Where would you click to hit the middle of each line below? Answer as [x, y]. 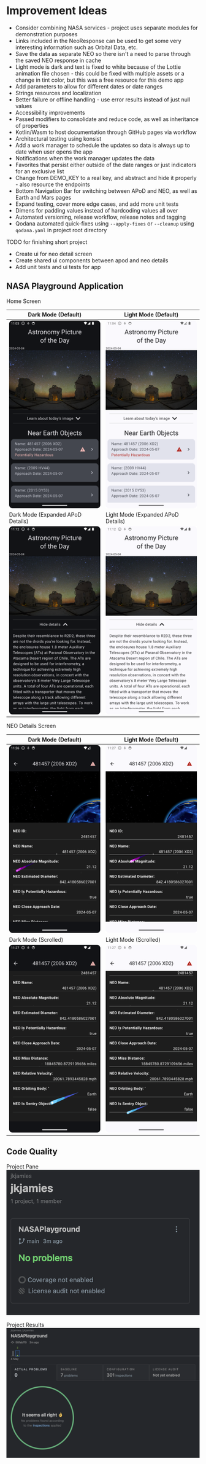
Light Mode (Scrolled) [133, 939]
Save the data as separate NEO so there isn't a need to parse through [103, 53]
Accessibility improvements [50, 112]
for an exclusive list [40, 171]
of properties [32, 125]
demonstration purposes [46, 34]
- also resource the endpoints [52, 184]
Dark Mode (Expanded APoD [45, 515]
